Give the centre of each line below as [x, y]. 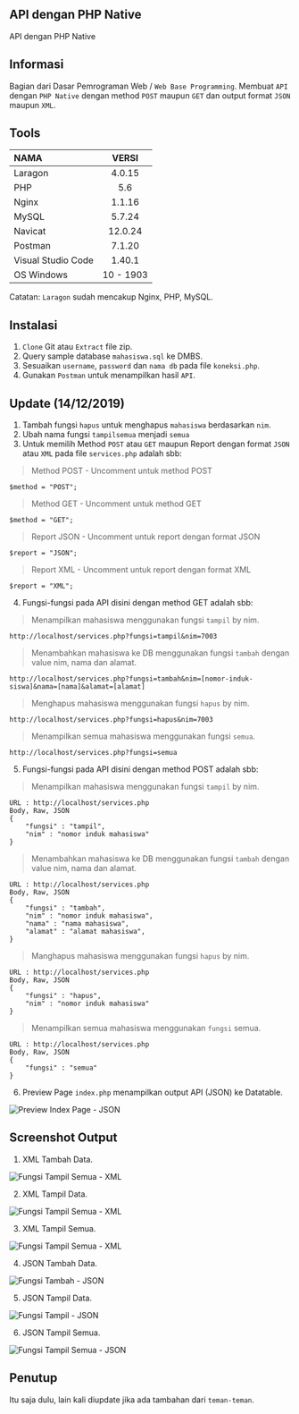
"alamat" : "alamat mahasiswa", [85, 932]
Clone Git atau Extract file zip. [77, 347]
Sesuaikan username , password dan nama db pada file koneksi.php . [141, 366]
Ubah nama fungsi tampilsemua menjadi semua [106, 435]
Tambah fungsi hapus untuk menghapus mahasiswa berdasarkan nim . [146, 425]
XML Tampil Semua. [59, 1228]
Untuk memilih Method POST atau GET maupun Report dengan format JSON [156, 444]
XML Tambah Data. [58, 1159]
